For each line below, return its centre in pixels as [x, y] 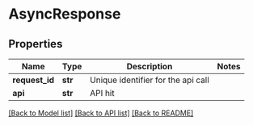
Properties [36, 44]
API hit [102, 93]
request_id [34, 80]
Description [150, 67]
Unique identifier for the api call [150, 80]
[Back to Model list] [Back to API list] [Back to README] [101, 113]
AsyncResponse [65, 14]
